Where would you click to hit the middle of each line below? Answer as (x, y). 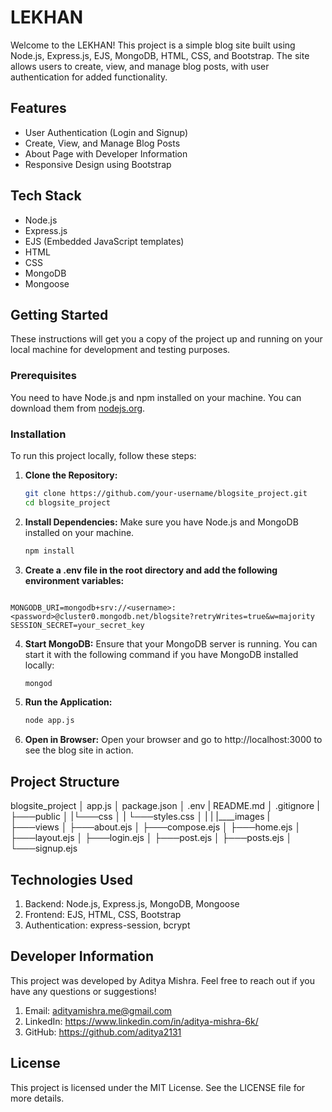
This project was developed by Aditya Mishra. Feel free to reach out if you (162, 980)
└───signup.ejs (44, 848)
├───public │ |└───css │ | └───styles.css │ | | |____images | (140, 817)
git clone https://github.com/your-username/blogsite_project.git (166, 493)
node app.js (49, 721)
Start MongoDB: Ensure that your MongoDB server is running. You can (171, 643)
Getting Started (59, 314)
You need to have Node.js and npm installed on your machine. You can (156, 397)
